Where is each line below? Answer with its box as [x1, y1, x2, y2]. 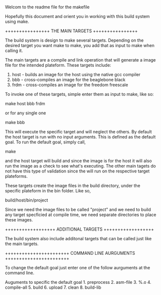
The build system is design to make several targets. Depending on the [5, 37, 144, 43]
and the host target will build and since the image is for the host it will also [5, 158, 152, 164]
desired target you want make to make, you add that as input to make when [5, 43, 155, 48]
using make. [5, 19, 29, 24]
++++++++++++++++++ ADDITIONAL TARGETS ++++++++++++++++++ [5, 226, 154, 232]
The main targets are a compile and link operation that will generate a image [5, 57, 156, 62]
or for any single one [5, 110, 46, 116]
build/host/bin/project [5, 197, 48, 203]
